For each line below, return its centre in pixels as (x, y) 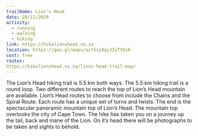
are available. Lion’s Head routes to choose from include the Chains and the (98, 95)
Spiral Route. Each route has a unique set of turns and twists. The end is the (98, 102)
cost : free (20, 55)
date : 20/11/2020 (27, 17)
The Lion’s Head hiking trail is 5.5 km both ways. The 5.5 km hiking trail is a (97, 83)
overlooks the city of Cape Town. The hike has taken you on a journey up (95, 114)
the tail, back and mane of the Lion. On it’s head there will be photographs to (99, 121)
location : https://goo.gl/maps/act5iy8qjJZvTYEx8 (69, 50)
